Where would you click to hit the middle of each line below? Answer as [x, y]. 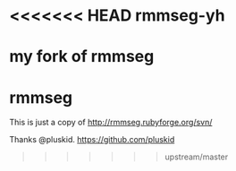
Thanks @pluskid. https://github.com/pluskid [92, 140]
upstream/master [197, 157]
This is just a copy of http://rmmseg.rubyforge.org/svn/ [111, 123]
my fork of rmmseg [82, 57]
